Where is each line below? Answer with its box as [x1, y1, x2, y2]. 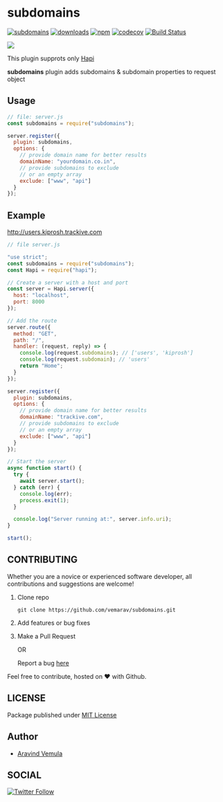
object [7, 75, 26, 83]
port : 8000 [13, 298, 45, 305]
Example [7, 209, 46, 221]
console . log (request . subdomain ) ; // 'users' [19, 356, 150, 363]
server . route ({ [7, 323, 51, 330]
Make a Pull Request [17, 632, 76, 640]
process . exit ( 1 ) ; [19, 497, 70, 504]
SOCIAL [7, 769, 42, 781]
